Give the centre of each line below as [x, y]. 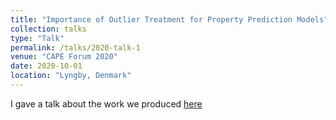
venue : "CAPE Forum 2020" [64, 57]
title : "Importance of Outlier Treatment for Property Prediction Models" [169, 19]
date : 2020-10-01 [46, 66]
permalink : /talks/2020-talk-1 [75, 47]
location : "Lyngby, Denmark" [71, 76]
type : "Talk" [37, 38]
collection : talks [48, 29]
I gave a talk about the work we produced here [106, 103]
